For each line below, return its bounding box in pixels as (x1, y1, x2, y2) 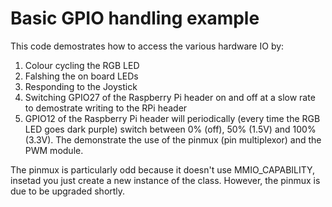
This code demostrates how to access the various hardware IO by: (10, 40, 285, 52)
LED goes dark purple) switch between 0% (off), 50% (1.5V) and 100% (24, 123, 317, 135)
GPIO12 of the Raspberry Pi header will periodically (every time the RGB (24, 112, 321, 124)
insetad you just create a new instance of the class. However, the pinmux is (10, 174, 321, 186)
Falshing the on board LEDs (24, 70, 139, 82)
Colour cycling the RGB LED (24, 59, 140, 71)
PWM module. (24, 144, 84, 156)
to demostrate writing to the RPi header (24, 102, 188, 114)
